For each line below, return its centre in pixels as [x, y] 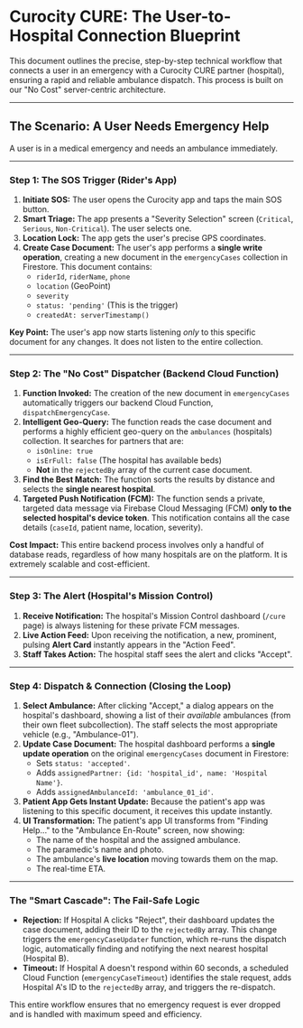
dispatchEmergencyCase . [66, 412]
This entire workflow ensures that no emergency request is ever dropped [145, 1005]
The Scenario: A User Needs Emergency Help [139, 127]
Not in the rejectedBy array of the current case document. [144, 470]
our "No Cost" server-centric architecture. [88, 89]
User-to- [198, 17]
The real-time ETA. [71, 868]
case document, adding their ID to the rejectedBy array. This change [150, 930]
